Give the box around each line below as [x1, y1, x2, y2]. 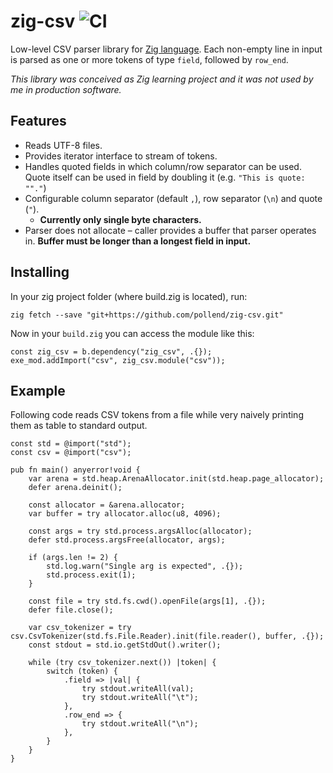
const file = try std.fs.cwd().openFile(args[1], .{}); [28, 596, 267, 607]
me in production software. [10, 83, 122, 95]
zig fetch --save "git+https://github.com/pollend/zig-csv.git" [10, 310, 284, 320]
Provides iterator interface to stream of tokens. [24, 150, 218, 162]
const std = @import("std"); [10, 439, 132, 449]
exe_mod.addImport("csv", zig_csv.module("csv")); [10, 355, 226, 365]
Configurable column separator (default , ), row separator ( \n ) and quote [24, 192, 323, 204]
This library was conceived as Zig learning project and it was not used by [10, 73, 314, 85]
